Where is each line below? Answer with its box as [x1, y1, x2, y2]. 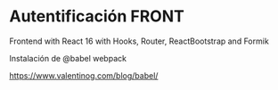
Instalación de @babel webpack [9, 53, 127, 63]
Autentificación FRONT [9, 6, 184, 27]
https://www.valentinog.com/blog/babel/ [9, 70, 159, 81]
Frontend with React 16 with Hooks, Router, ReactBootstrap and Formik [9, 36, 269, 46]
